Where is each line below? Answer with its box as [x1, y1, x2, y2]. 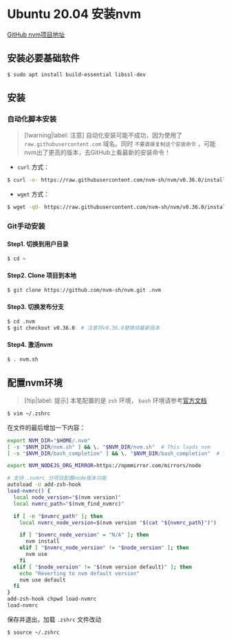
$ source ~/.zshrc [7, 629, 60, 636]
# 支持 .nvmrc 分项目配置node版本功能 [7, 475, 107, 482]
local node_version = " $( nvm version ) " [13, 493, 122, 501]
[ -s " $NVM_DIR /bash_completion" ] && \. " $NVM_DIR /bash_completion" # [7, 450, 220, 457]
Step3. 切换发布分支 [7, 302, 64, 310]
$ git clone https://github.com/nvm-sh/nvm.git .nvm [7, 287, 162, 294]
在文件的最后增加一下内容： [7, 423, 86, 431]
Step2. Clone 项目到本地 [7, 271, 77, 279]
